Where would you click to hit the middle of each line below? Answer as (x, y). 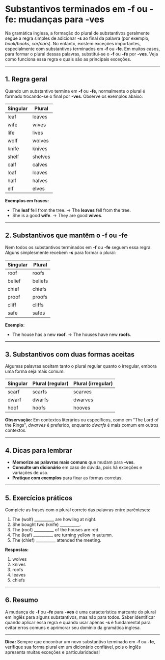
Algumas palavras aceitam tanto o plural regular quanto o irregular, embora (81, 366)
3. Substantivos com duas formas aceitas (70, 354)
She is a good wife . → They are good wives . (57, 215)
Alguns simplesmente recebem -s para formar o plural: (61, 252)
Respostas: (17, 550)
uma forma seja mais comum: (35, 371)
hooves (82, 408)
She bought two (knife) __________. (46, 524)
